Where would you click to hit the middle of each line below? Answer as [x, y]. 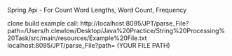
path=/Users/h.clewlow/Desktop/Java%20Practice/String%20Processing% [116, 31]
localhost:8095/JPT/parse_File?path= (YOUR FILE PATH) [89, 45]
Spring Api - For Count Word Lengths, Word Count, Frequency [97, 10]
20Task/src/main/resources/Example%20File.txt [77, 38]
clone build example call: [43, 23]
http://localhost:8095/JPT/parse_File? [135, 23]
